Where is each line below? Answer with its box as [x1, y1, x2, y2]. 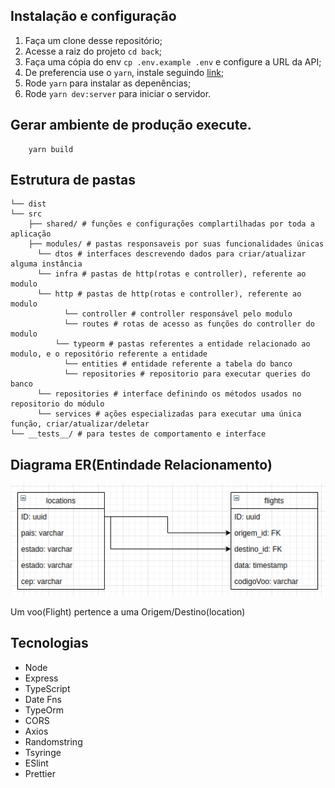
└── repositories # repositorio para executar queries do [63, 369, 311, 379]
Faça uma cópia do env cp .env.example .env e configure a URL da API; [24, 55, 322, 68]
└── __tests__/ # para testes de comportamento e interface [10, 429, 267, 439]
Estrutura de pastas [10, 172, 136, 189]
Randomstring [24, 735, 83, 748]
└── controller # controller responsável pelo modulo [63, 309, 293, 319]
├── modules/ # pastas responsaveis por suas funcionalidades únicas [28, 239, 325, 249]
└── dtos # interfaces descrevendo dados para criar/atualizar [36, 249, 307, 259]
